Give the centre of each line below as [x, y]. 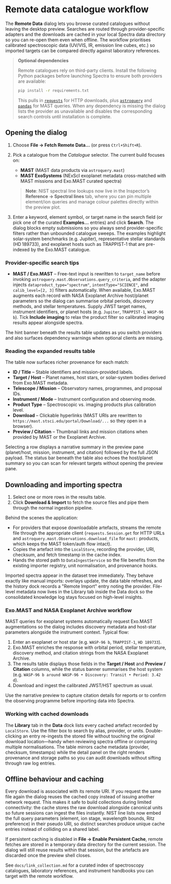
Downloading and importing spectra [64, 485]
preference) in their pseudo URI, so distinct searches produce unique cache [85, 824]
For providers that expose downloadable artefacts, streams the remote [87, 528]
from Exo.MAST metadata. [40, 383]
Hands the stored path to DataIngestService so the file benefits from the [89, 560]
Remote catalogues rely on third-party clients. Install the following [87, 70]
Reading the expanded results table [50, 351]
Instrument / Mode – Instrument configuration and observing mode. [84, 399]
